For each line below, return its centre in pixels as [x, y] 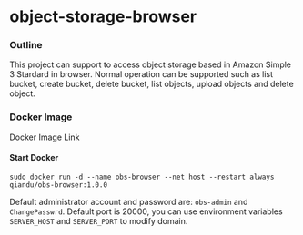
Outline [26, 45]
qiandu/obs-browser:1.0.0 [58, 185]
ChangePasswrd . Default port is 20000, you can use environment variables [146, 211]
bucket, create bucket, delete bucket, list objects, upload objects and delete [151, 84]
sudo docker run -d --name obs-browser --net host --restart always [142, 177]
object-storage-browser [103, 17]
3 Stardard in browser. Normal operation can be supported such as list [141, 74]
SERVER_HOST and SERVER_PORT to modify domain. [99, 220]
